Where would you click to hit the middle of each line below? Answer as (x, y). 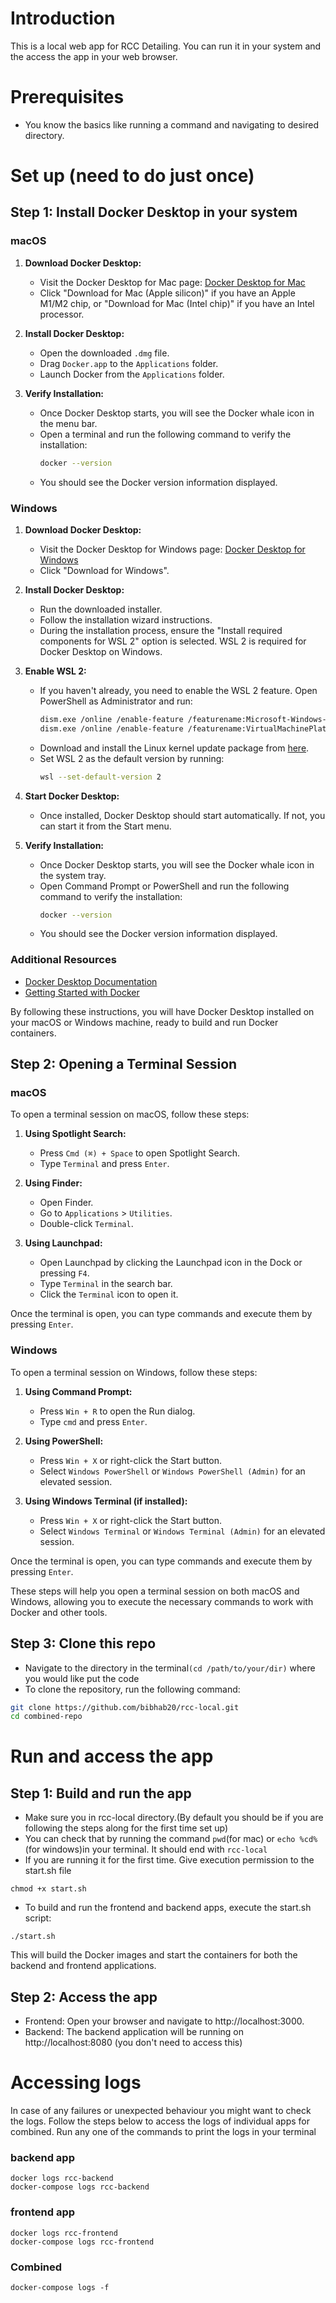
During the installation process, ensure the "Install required (161, 630)
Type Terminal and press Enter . (104, 1164)
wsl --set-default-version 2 (100, 777)
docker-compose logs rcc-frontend (82, 2242)
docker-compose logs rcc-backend (80, 2187)
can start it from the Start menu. (105, 826)
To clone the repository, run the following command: (132, 1689)
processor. (62, 314)
